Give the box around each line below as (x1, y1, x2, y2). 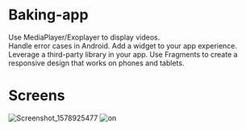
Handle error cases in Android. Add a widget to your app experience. (8, 40, 238, 50)
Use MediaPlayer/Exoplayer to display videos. (8, 32, 161, 42)
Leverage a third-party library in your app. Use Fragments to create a (8, 49, 238, 59)
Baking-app (8, 6, 89, 24)
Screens (8, 86, 65, 105)
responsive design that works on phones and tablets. (8, 58, 185, 68)
